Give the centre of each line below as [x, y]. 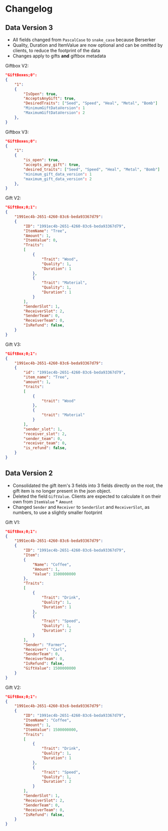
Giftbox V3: [17, 132]
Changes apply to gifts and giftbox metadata [59, 56]
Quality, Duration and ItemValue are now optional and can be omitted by [88, 45]
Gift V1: [13, 522]
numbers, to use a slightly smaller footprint [57, 512]
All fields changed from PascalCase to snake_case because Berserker [84, 40]
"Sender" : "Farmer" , [45, 645]
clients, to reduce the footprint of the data [56, 50]
